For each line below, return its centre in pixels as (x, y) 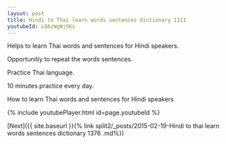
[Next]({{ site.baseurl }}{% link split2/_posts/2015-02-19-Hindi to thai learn (113, 126)
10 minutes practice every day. (51, 86)
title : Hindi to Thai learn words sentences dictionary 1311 (97, 20)
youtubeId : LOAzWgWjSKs (41, 26)
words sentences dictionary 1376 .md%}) (65, 133)
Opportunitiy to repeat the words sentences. (70, 59)
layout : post (26, 13)
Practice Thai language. (41, 72)
